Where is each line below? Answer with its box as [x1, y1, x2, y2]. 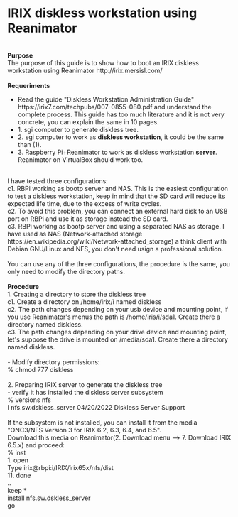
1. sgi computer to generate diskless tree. [17, 125, 139, 134]
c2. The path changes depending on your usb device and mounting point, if [7, 305, 229, 313]
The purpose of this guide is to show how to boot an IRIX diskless [7, 58, 199, 67]
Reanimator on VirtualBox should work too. [17, 155, 144, 164]
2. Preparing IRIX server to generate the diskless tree [7, 380, 163, 388]
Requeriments [7, 81, 50, 89]
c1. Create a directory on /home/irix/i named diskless [7, 297, 162, 306]
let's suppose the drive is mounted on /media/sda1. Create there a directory [7, 335, 229, 344]
